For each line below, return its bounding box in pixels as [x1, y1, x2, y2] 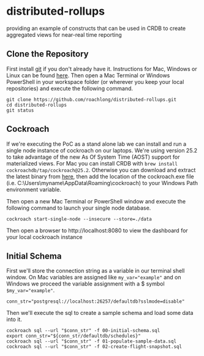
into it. [6, 316, 23, 323]
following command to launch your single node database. [6, 204, 151, 211]
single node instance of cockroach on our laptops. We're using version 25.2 [6, 146, 198, 154]
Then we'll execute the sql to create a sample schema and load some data [6, 309, 194, 317]
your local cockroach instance [6, 233, 83, 240]
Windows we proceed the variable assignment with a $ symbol [6, 280, 165, 287]
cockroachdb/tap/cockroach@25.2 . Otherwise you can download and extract [6, 166, 196, 173]
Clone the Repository [6, 49, 89, 59]
